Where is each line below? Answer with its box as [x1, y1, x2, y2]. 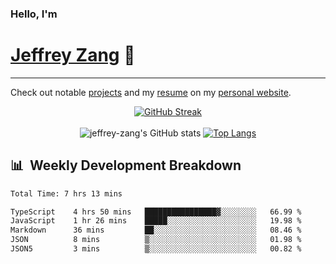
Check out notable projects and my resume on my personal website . [10, 86, 292, 98]
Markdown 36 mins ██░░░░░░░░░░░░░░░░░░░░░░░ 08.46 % [10, 225, 302, 236]
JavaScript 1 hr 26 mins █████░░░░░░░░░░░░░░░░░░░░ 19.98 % [10, 216, 302, 226]
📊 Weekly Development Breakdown [10, 157, 242, 174]
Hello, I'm [10, 7, 58, 21]
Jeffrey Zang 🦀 [10, 44, 136, 67]
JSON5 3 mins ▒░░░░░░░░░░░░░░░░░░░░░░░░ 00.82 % [10, 244, 302, 254]
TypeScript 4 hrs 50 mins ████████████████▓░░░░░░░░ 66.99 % [10, 207, 302, 217]
